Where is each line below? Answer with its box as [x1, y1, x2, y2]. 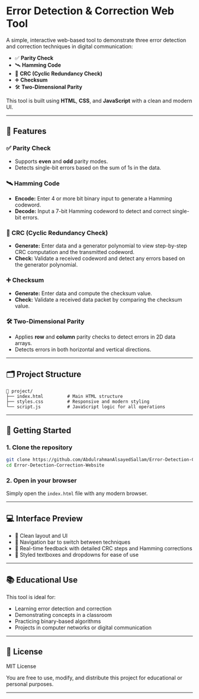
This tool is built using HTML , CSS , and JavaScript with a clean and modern [6, 97, 192, 104]
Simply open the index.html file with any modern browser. [6, 490, 148, 497]
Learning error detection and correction [14, 605, 112, 612]
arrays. [14, 339, 33, 346]
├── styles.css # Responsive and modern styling [6, 399, 150, 405]
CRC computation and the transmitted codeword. [14, 249, 135, 256]
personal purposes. [6, 680, 54, 688]
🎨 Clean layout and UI [14, 532, 68, 540]
